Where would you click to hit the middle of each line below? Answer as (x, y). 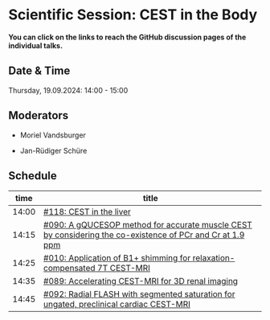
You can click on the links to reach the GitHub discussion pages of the (127, 37)
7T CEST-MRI (124, 269)
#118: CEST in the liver (87, 212)
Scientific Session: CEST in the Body (133, 15)
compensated (69, 269)
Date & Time (39, 71)
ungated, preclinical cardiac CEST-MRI (117, 305)
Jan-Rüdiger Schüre (53, 150)
